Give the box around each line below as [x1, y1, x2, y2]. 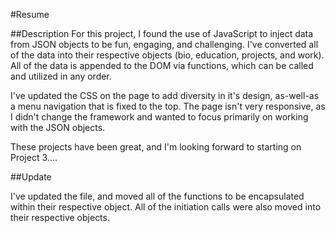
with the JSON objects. [10, 122, 106, 133]
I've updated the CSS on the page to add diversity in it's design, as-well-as [10, 90, 320, 101]
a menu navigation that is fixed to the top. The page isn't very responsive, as [10, 100, 326, 112]
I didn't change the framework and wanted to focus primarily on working [10, 111, 309, 123]
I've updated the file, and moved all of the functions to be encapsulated [10, 190, 305, 202]
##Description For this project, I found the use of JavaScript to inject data [10, 28, 314, 39]
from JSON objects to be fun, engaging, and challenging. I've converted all [10, 39, 319, 50]
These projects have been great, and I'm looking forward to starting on [10, 141, 302, 153]
